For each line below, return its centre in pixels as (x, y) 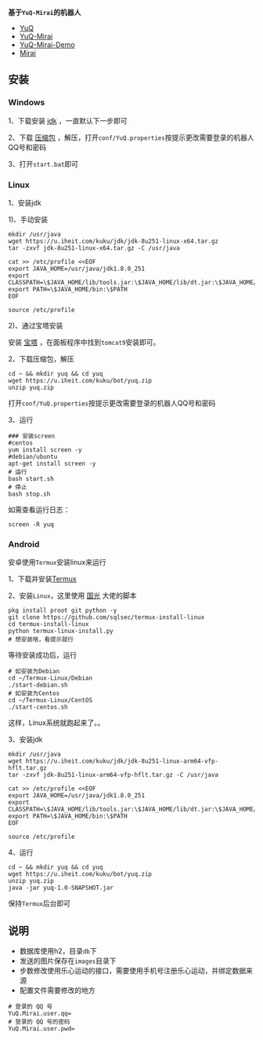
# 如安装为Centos (34, 694)
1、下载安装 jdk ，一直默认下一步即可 (68, 120)
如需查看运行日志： (39, 509)
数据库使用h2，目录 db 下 (58, 951)
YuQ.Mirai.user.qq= (40, 1014)
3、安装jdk (25, 740)
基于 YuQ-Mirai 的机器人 (45, 12)
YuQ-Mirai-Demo (47, 45)
